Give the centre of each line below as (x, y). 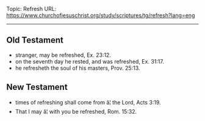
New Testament (37, 87)
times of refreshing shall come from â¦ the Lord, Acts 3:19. (88, 102)
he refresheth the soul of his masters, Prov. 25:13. (77, 68)
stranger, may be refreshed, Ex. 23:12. (63, 55)
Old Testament (35, 40)
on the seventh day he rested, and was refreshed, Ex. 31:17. (90, 61)
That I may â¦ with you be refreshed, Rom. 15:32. (76, 111)
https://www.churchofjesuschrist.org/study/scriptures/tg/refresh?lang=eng (101, 15)
